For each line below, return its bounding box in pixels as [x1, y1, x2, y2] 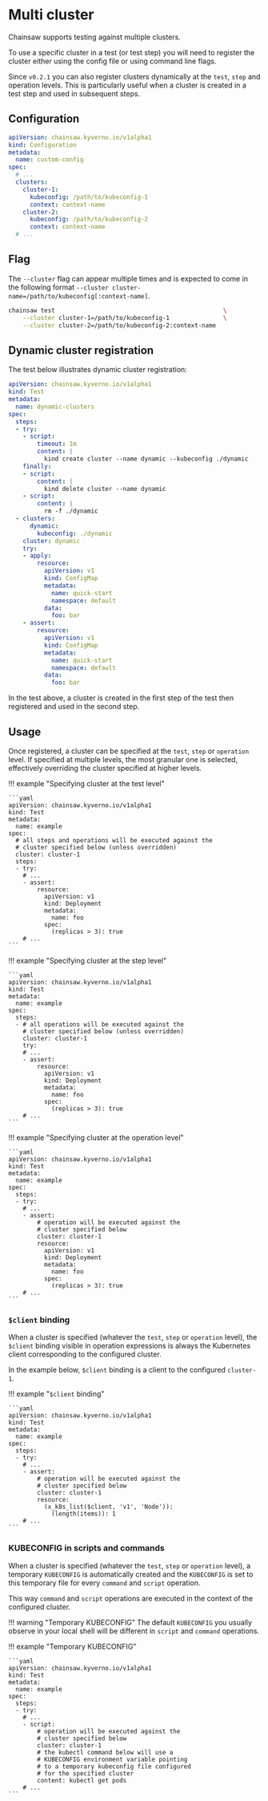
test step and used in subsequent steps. [8, 88, 141, 98]
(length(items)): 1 [50, 1510, 116, 1518]
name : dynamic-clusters [15, 403, 94, 411]
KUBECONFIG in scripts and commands [8, 1543, 166, 1554]
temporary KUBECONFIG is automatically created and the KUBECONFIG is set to [8, 1569, 254, 1579]
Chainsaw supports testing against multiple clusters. [8, 32, 182, 42]
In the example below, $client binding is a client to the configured [8, 1365, 226, 1375]
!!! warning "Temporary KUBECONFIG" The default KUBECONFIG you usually [8, 1617, 253, 1627]
